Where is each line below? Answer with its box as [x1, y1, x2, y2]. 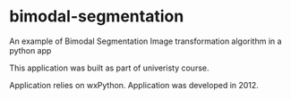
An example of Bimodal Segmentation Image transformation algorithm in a [9, 36, 282, 46]
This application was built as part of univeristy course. [9, 62, 210, 73]
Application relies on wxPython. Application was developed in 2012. [9, 79, 260, 90]
